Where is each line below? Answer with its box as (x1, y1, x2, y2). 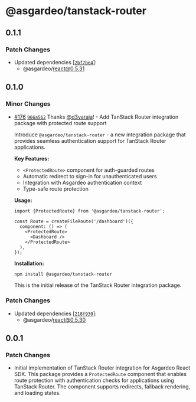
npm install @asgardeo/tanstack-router (14, 271, 113, 277)
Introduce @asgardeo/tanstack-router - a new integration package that (14, 131, 187, 138)
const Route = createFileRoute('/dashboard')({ (14, 218, 133, 224)
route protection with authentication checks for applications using (14, 377, 175, 384)
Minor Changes (5, 100, 51, 108)
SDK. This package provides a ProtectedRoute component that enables (14, 371, 187, 378)
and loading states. (14, 390, 61, 397)
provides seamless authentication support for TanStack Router (14, 137, 166, 144)
